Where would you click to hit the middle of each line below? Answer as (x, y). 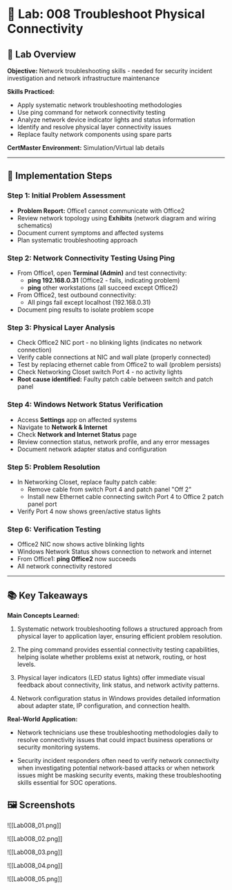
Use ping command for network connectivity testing (91, 112)
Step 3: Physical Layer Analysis (61, 328)
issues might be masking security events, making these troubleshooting (119, 775)
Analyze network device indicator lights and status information (106, 120)
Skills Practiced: (31, 92)
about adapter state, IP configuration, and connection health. (104, 706)
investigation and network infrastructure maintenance (84, 78)
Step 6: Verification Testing (54, 529)
